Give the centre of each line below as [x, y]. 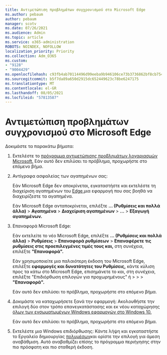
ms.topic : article [24, 38]
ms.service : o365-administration [40, 42]
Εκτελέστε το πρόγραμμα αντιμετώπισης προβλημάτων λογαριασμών [85, 156]
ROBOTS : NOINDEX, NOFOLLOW [33, 47]
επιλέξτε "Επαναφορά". [38, 252]
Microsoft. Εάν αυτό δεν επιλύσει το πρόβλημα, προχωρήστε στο [80, 161]
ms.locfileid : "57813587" [32, 97]
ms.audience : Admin [25, 33]
